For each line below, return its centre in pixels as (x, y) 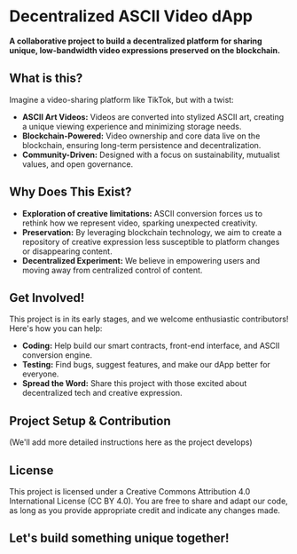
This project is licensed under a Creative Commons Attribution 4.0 (130, 491)
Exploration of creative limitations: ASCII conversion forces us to (142, 213)
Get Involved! (47, 298)
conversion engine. (57, 355)
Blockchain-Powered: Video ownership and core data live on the (141, 136)
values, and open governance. (78, 164)
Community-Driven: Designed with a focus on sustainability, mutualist (151, 154)
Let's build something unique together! (119, 538)
